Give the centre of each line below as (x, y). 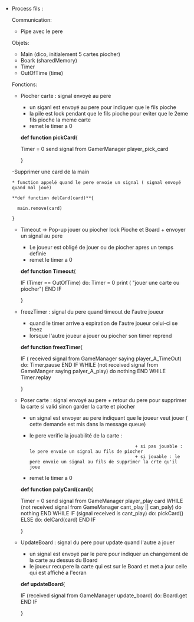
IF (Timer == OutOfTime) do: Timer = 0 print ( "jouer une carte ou (100, 283)
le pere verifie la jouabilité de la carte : (76, 435)
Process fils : (27, 9)
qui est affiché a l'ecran (58, 572)
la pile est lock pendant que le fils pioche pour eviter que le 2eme (109, 113)
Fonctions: (24, 84)
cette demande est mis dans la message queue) (88, 424)
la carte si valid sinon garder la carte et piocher (78, 407)
